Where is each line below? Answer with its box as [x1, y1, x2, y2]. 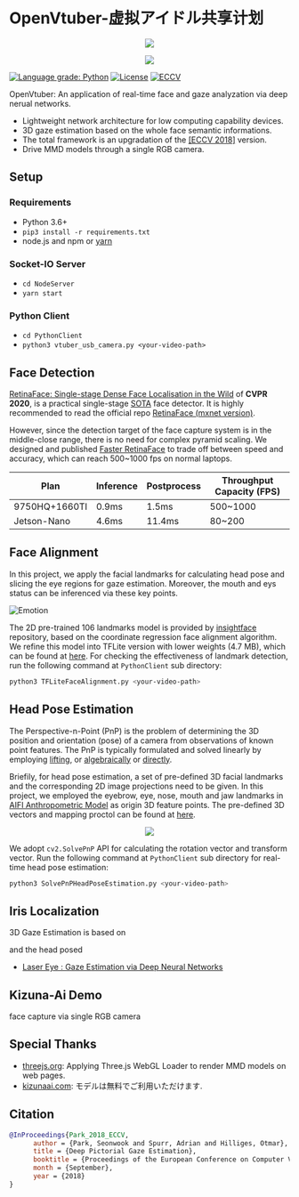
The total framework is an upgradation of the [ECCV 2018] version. [21, 134, 267, 145]
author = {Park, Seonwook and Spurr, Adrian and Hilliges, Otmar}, [32, 1138, 289, 1148]
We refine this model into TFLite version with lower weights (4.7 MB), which [9, 641, 287, 651]
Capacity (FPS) [214, 486, 280, 498]
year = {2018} [32, 1172, 86, 1181]
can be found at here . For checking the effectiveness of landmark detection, [9, 651, 289, 661]
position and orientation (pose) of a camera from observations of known [9, 735, 274, 746]
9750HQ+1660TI [13, 500, 88, 513]
